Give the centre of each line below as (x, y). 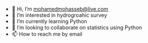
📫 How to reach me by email (47, 34)
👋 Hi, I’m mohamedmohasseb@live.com (60, 9)
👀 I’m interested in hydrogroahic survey (59, 15)
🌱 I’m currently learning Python (49, 21)
